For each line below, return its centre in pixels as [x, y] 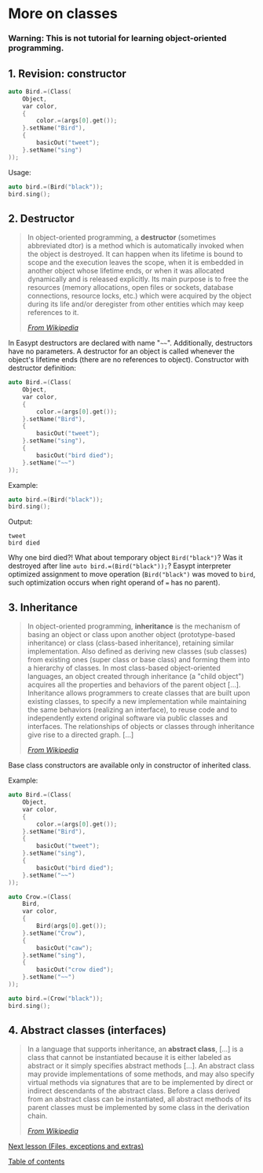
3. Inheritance [43, 607]
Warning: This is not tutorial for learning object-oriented [117, 38]
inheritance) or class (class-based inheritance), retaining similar [130, 643]
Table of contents [37, 1162]
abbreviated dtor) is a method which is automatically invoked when [136, 246]
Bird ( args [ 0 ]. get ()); [72, 926]
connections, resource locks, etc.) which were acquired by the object [139, 296]
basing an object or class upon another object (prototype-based [131, 635]
